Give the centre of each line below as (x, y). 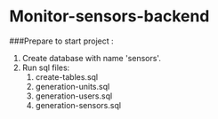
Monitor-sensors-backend (109, 16)
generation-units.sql (73, 86)
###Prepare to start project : (61, 41)
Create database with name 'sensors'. (92, 58)
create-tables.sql (67, 76)
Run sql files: (46, 67)
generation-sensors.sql (78, 105)
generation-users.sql (74, 96)
